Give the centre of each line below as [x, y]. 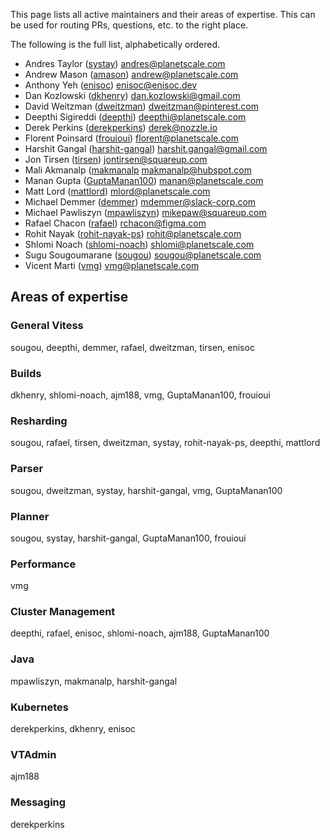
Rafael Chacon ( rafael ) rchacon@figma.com [115, 223]
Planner [30, 516]
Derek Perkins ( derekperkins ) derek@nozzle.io [121, 127]
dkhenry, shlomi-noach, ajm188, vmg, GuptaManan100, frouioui [140, 395]
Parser [27, 469]
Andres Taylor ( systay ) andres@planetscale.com [125, 63]
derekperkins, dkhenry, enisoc [73, 729]
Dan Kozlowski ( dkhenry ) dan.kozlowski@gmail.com [132, 95]
